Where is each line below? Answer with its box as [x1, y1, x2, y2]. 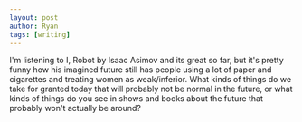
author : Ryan [9, 22, 59, 31]
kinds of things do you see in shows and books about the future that [9, 93, 264, 104]
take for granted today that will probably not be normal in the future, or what [9, 83, 293, 95]
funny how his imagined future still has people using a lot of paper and [9, 64, 272, 75]
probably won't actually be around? [9, 103, 142, 114]
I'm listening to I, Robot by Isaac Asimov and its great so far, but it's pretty [9, 55, 285, 66]
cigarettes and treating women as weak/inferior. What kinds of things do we [9, 74, 292, 85]
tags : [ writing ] [9, 30, 71, 39]
